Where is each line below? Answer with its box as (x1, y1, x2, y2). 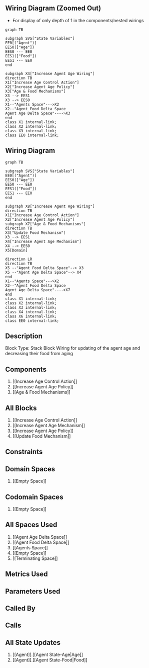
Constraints (5, 448, 43, 456)
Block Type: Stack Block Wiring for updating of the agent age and (5, 345, 140, 351)
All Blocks (5, 403, 37, 412)
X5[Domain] (5, 247, 28, 253)
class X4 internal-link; (5, 309, 57, 314)
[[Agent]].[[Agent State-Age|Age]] (12, 651, 83, 658)
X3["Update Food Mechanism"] (5, 230, 66, 235)
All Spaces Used (5, 521, 57, 529)
